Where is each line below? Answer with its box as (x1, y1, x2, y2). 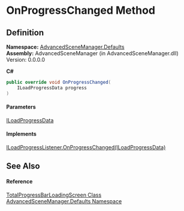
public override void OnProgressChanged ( (6, 79, 111, 85)
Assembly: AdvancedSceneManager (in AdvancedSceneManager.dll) (6, 50, 179, 57)
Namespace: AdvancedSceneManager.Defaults (6, 43, 125, 50)
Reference (6, 178, 33, 185)
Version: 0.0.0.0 (6, 56, 46, 63)
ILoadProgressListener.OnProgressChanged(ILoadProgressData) (6, 144, 166, 151)
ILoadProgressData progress (17, 85, 87, 91)
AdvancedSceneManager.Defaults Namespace (6, 197, 122, 204)
